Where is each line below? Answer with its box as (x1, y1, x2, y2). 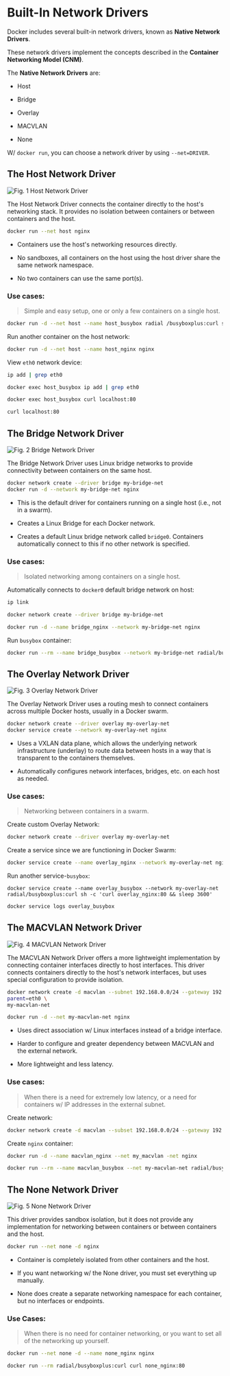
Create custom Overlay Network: (7, 820, 100, 828)
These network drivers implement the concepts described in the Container (7, 48, 219, 56)
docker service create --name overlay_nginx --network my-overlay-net (7, 859, 213, 866)
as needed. (16, 774, 49, 783)
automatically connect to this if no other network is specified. (16, 539, 190, 548)
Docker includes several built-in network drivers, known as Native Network (7, 27, 220, 36)
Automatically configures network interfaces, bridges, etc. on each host (16, 767, 220, 776)
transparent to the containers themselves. (16, 754, 136, 762)
